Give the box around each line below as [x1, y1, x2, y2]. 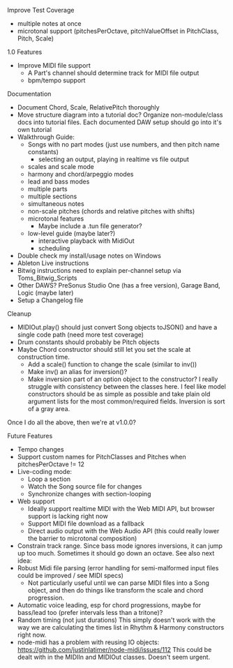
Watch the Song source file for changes [27, 482, 142, 491]
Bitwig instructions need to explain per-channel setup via [17, 267, 181, 274]
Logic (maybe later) [17, 289, 74, 297]
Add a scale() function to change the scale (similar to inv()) [27, 360, 197, 369]
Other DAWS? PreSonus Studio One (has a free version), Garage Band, [17, 281, 221, 289]
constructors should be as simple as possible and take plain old [27, 390, 211, 398]
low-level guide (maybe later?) [27, 230, 116, 237]
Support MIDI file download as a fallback [27, 519, 145, 528]
